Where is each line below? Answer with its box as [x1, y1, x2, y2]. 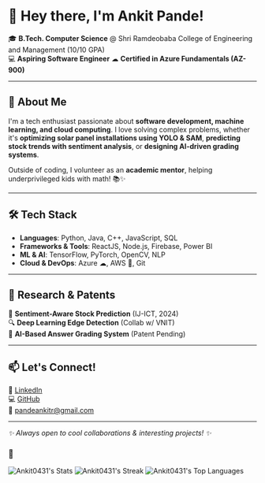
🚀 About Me [8, 95, 67, 109]
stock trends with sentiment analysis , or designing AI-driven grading [8, 141, 239, 150]
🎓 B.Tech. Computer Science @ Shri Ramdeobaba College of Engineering [8, 33, 253, 43]
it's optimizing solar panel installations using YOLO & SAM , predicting [8, 133, 241, 143]
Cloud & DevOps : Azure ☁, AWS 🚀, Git [19, 258, 146, 267]
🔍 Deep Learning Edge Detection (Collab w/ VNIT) [8, 318, 175, 328]
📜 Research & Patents [8, 288, 116, 302]
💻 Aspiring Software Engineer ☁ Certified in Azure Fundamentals [8, 54, 230, 63]
